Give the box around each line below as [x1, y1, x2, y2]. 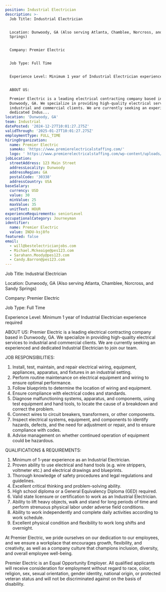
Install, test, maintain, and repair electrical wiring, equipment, [12, 364, 137, 370]
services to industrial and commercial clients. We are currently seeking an [5, 340, 156, 346]
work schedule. [12, 515, 44, 521]
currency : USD [9, 188, 39, 193]
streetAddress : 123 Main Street [9, 161, 77, 166]
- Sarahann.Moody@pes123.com [9, 253, 70, 258]
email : [5, 238, 19, 244]
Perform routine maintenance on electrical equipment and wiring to [12, 374, 149, 381]
